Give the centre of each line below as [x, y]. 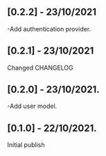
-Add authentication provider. [49, 29]
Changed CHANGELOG [41, 68]
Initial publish [26, 145]
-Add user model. [32, 106]
